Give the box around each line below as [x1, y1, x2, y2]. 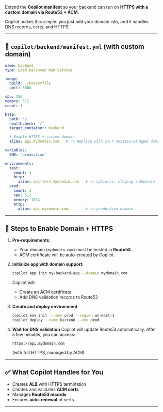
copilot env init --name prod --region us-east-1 [12, 313, 115, 318]
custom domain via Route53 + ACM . [5, 9, 79, 15]
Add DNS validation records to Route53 [19, 294, 98, 300]
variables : [5, 148, 27, 153]
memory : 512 [5, 99, 29, 104]
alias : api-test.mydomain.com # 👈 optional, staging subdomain [17, 179, 155, 184]
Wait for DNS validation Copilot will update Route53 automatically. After [12, 326, 156, 332]
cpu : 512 [14, 192, 32, 198]
